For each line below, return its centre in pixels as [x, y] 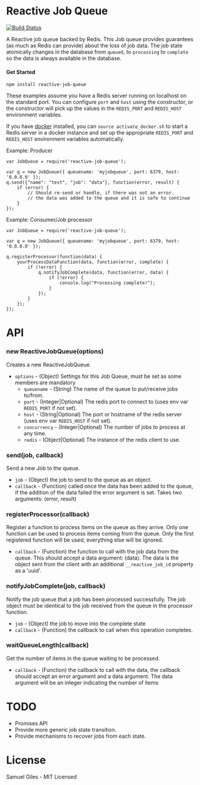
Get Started [21, 72]
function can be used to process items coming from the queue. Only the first [100, 534]
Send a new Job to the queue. [43, 468]
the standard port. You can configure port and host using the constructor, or [100, 102]
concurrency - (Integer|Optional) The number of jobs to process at [104, 427]
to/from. [34, 395]
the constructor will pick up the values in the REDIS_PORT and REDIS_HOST [94, 108]
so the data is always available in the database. [64, 58]
